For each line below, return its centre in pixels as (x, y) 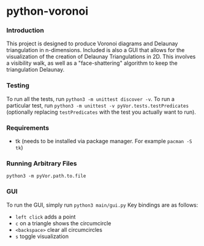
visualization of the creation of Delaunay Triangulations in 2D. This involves (101, 57)
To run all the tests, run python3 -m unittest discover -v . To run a (90, 99)
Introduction (25, 31)
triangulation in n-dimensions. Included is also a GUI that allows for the (96, 50)
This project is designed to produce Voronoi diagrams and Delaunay (92, 43)
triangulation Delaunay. (36, 70)
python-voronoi (47, 11)
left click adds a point (45, 217)
